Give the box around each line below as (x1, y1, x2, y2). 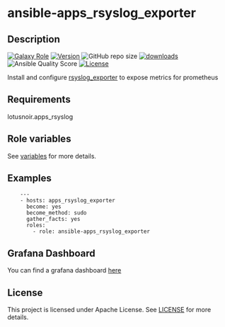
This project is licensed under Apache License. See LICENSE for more (7, 306, 212, 314)
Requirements (7, 93, 71, 105)
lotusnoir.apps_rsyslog (7, 112, 74, 121)
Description (7, 33, 60, 45)
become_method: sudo (25, 210, 87, 217)
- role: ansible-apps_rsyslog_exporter (33, 228, 151, 235)
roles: (25, 222, 46, 229)
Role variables (7, 133, 71, 145)
